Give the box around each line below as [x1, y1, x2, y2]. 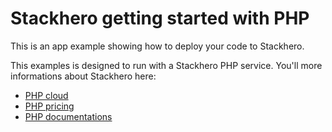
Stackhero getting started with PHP [10, 7, 310, 30]
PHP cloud [24, 89, 69, 101]
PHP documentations [24, 110, 113, 122]
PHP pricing [24, 100, 75, 112]
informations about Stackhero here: [10, 70, 157, 82]
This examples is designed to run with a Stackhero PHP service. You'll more [10, 59, 323, 71]
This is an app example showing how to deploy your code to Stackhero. [10, 40, 305, 52]
